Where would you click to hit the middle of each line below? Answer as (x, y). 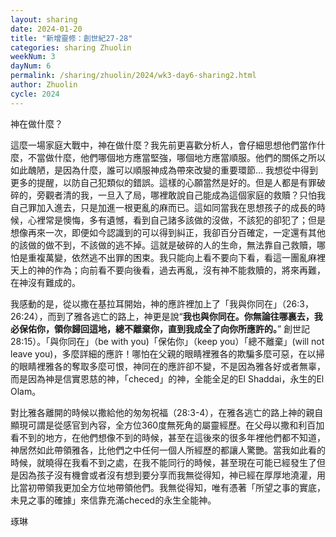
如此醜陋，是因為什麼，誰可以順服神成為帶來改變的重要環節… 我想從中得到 (164, 170)
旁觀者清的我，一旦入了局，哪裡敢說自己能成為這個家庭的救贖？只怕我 (181, 195)
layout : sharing (44, 19)
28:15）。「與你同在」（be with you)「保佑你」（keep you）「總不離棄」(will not (167, 341)
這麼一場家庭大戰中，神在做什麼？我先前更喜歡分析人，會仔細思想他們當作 (163, 145)
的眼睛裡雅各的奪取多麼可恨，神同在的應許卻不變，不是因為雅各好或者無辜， (168, 366)
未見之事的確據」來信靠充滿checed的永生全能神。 (113, 500)
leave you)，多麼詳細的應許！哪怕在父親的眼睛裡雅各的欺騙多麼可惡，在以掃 (167, 353)
